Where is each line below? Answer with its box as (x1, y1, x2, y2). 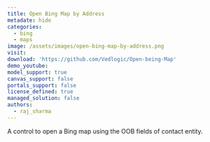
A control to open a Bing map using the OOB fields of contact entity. (7, 127, 203, 135)
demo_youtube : (7, 62, 49, 69)
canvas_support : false (7, 75, 73, 83)
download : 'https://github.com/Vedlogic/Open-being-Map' (7, 56, 177, 63)
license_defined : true (7, 88, 73, 95)
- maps (13, 36, 33, 43)
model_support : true (7, 69, 68, 76)
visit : (7, 50, 27, 57)
